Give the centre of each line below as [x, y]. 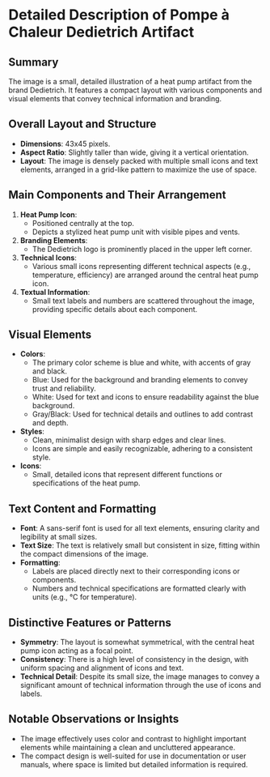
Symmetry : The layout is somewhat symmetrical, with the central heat [137, 643]
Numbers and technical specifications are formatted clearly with [139, 588]
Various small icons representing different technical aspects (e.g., [141, 266]
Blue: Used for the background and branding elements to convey [140, 380]
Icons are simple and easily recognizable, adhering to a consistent [142, 449]
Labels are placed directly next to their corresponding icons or [136, 571]
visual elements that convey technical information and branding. [115, 98]
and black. [49, 371]
